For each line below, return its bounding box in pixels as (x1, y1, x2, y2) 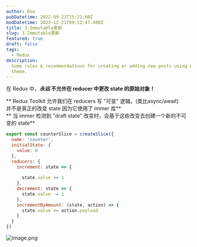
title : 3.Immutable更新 (6, 25, 63, 31)
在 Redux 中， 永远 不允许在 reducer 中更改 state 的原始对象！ (6, 85, 155, 92)
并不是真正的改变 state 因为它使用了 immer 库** (6, 105, 121, 112)
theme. (11, 68, 28, 74)
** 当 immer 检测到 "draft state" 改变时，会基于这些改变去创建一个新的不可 (6, 112, 186, 119)
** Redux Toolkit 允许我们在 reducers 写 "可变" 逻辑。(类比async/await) (6, 98, 179, 105)
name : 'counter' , (11, 137, 54, 143)
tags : (6, 47, 19, 53)
